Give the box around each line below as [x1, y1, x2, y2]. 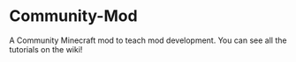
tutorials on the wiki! [9, 44, 83, 54]
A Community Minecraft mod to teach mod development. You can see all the [9, 35, 287, 45]
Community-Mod [9, 6, 139, 26]
